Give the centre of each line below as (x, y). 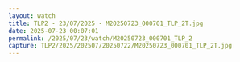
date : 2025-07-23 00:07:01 (54, 31)
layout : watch (32, 16)
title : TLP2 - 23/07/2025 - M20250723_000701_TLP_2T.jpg (106, 23)
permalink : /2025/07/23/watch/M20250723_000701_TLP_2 (101, 38)
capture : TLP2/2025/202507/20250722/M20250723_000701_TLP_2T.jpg (120, 46)
